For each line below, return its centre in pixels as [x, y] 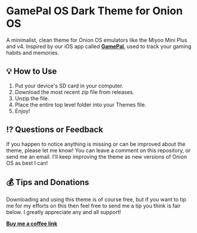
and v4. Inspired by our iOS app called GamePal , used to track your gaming [99, 46]
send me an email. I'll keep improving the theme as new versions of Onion [97, 156]
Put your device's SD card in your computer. [69, 86]
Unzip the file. [32, 98]
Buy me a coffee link [32, 223]
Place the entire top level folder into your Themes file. [81, 105]
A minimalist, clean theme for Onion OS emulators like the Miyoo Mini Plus [97, 40]
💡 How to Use [32, 72]
